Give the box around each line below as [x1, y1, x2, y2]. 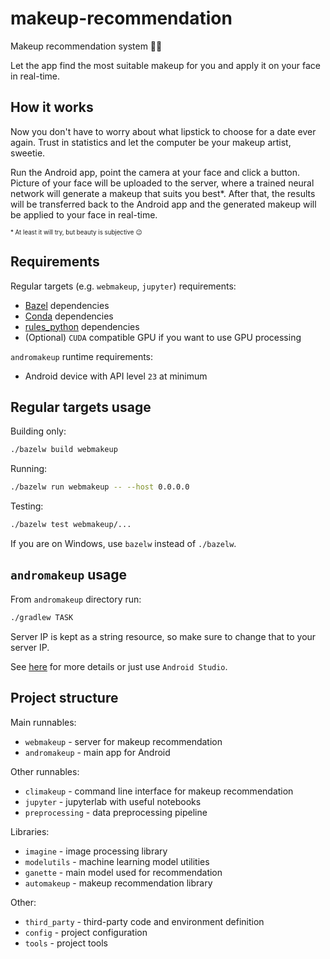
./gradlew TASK [10, 612, 74, 622]
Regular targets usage [10, 398, 152, 416]
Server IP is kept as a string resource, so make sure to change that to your [10, 630, 317, 642]
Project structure [10, 690, 119, 707]
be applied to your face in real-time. [10, 208, 158, 221]
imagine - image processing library [24, 845, 168, 857]
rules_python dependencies [24, 320, 140, 332]
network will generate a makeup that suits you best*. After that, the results [10, 187, 316, 199]
